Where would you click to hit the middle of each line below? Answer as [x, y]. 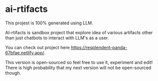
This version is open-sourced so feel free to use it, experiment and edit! [79, 62]
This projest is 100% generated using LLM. [49, 23]
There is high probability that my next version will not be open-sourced [78, 68]
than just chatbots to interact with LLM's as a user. [57, 38]
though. [13, 73]
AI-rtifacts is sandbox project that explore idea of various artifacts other [79, 32]
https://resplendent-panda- [99, 47]
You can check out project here [37, 47]
